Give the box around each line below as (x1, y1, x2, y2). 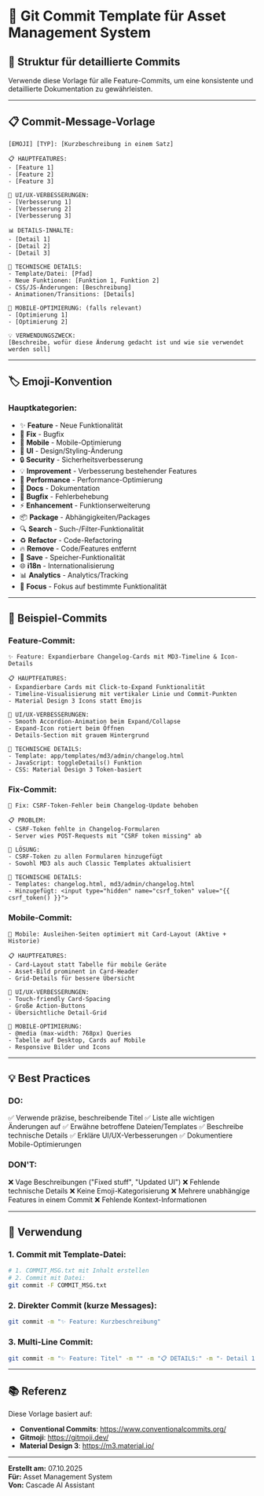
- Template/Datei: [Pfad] (8, 269, 93, 277)
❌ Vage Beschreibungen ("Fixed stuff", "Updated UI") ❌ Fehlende (8, 1177, 220, 1186)
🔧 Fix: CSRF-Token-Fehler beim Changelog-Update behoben (8, 801, 199, 810)
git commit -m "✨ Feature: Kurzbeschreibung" (8, 1318, 161, 1326)
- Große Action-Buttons (8, 1002, 86, 1010)
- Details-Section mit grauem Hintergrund (8, 731, 149, 739)
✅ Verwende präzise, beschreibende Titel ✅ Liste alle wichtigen (8, 1113, 214, 1123)
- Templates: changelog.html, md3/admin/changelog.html (8, 880, 195, 889)
